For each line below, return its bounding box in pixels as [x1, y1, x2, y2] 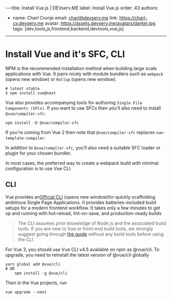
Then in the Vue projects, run [5, 280, 67, 286]
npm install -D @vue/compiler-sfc [5, 120, 79, 125]
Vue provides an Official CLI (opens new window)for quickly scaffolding [5, 194, 156, 200]
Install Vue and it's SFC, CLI [5, 49, 125, 60]
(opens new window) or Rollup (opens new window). [5, 76, 117, 82]
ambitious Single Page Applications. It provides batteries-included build [5, 199, 156, 205]
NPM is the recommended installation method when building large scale [5, 65, 157, 71]
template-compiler [5, 136, 45, 141]
